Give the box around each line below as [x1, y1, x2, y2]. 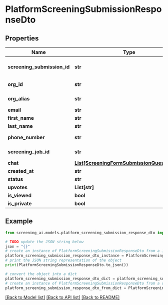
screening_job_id [7, 148, 50, 155]
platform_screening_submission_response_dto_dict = [5, 276, 115, 281]
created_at [7, 168, 34, 174]
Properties [5, 34, 39, 42]
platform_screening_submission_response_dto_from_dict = [5, 286, 126, 291]
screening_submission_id [7, 63, 70, 70]
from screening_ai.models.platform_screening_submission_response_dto [5, 230, 155, 235]
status [7, 176, 23, 183]
